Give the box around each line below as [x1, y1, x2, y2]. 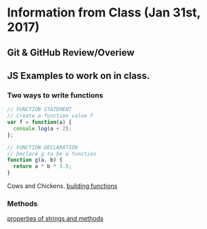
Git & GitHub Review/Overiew [7, 47, 135, 58]
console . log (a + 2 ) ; [13, 125, 72, 132]
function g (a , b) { [7, 156, 63, 164]
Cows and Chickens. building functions [7, 182, 118, 190]
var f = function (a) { [7, 119, 72, 126]
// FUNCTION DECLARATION [7, 144, 78, 151]
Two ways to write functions [7, 91, 104, 100]
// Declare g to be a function [7, 150, 97, 157]
